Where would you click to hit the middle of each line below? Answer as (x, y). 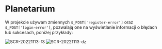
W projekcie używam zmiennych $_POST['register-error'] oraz (69, 22)
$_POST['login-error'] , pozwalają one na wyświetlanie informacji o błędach (81, 27)
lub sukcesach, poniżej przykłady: (39, 32)
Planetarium (30, 9)
